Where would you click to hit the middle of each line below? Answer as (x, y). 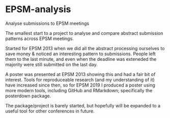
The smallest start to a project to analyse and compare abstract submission (84, 33)
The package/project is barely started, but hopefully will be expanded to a (83, 105)
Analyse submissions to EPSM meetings (47, 23)
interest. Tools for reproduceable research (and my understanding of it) (80, 80)
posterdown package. (28, 96)
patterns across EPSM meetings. (39, 38)
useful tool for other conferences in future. (50, 111)
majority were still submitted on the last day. (51, 64)
